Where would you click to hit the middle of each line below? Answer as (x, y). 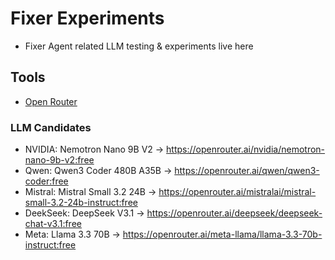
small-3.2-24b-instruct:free (81, 203)
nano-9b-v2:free (59, 160)
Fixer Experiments (87, 18)
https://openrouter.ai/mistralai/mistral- (237, 192)
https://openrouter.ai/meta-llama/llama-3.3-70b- (222, 234)
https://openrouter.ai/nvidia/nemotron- (246, 149)
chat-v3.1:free (53, 224)
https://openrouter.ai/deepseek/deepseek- (234, 213)
